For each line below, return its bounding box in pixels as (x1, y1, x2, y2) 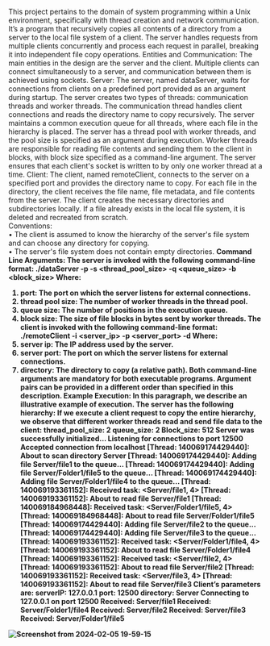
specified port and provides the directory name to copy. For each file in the (8, 178, 258, 188)
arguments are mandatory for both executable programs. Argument (19, 374, 251, 383)
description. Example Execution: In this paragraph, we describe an (19, 391, 247, 400)
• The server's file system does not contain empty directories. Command (8, 247, 252, 256)
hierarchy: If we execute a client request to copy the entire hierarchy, (19, 408, 256, 418)
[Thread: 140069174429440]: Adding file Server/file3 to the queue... (19, 528, 256, 537)
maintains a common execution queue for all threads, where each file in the (8, 119, 259, 127)
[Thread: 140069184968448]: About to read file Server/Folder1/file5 (19, 511, 255, 520)
